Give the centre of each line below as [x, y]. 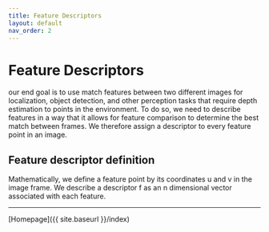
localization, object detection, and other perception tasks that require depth [133, 101]
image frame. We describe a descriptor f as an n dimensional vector [120, 188]
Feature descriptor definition [82, 160]
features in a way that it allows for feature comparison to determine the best [133, 118]
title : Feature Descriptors [55, 16]
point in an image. [38, 135]
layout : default [35, 23]
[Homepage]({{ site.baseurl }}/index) [69, 219]
